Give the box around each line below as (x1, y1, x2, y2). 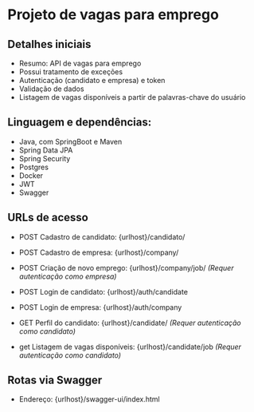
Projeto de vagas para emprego (7, 6, 220, 24)
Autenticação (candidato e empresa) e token (18, 76, 166, 85)
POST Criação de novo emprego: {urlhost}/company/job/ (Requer (18, 263, 234, 272)
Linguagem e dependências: (7, 116, 152, 129)
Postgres (18, 162, 49, 172)
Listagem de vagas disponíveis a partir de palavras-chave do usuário (18, 93, 246, 101)
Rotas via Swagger (7, 374, 103, 387)
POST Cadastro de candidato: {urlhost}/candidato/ (18, 232, 186, 241)
